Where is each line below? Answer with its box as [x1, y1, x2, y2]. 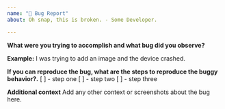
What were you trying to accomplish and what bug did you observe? [7, 41, 205, 49]
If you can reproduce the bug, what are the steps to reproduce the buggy [7, 67, 218, 76]
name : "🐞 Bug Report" [7, 10, 69, 17]
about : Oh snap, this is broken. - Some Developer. [7, 16, 157, 23]
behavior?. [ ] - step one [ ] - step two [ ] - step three [7, 74, 157, 82]
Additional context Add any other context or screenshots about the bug [7, 88, 210, 96]
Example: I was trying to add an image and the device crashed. [7, 54, 186, 62]
